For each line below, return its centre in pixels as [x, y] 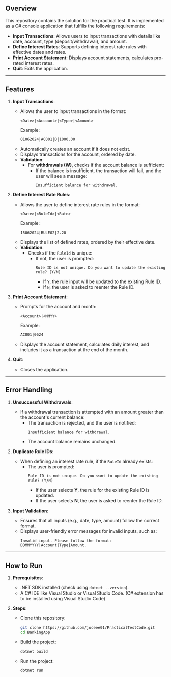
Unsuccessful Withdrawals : [42, 402]
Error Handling [29, 390]
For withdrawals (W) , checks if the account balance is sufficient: [96, 165]
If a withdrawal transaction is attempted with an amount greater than [92, 412]
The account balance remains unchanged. [72, 442]
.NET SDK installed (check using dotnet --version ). [74, 588]
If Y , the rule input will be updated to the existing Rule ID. [102, 281]
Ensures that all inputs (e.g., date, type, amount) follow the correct [90, 521]
